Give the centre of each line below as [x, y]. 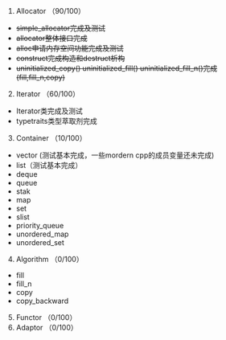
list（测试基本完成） [49, 165]
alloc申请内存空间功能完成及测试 [70, 48]
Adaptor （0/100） [47, 328]
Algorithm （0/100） [49, 259]
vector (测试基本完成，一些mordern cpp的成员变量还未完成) [115, 155]
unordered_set [40, 242]
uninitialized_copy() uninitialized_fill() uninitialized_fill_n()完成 [117, 68]
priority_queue [40, 225]
